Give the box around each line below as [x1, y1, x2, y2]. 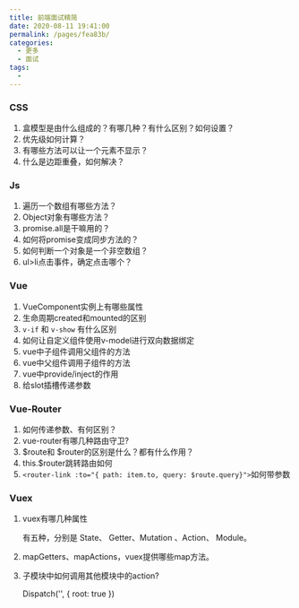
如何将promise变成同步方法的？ [21, 234, 140, 245]
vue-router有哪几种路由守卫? [21, 435, 130, 446]
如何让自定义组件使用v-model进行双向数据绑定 [21, 334, 195, 345]
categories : [9, 38, 54, 48]
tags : [9, 64, 30, 73]
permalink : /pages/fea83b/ [9, 30, 110, 39]
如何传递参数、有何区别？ [21, 423, 117, 435]
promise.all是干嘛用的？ [21, 223, 110, 234]
